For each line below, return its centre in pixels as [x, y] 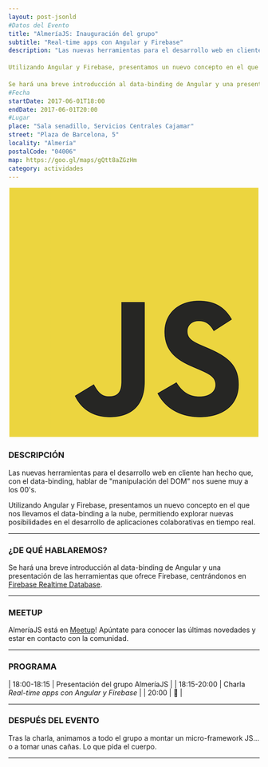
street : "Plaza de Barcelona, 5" [64, 135]
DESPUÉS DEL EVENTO [54, 721]
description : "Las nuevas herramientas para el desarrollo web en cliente [135, 51]
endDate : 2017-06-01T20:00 [53, 109]
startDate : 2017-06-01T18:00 [57, 101]
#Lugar [19, 118]
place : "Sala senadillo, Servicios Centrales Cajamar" [101, 127]
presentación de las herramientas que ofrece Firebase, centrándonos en [127, 575]
